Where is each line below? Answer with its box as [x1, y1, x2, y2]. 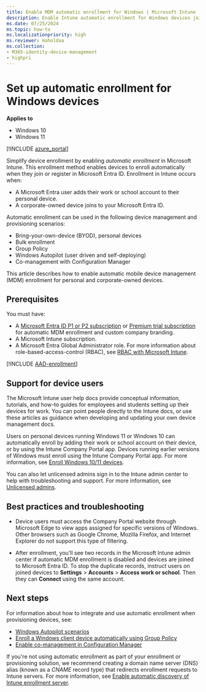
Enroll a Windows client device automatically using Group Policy [15, 634, 177, 642]
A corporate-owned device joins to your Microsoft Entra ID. [15, 201, 164, 209]
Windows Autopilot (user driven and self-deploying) [15, 251, 147, 259]
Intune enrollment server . [6, 678, 70, 686]
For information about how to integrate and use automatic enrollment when [6, 609, 196, 616]
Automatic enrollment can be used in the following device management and [6, 213, 197, 221]
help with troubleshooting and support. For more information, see [6, 477, 172, 484]
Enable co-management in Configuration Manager [15, 640, 142, 648]
